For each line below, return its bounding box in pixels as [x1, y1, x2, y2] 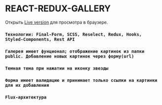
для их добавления [5, 82, 49, 88]
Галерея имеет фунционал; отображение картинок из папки [5, 48, 145, 54]
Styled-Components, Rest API [5, 36, 75, 42]
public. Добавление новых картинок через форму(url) [5, 53, 134, 59]
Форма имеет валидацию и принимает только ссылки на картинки [5, 77, 158, 83]
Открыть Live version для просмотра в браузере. [5, 19, 108, 25]
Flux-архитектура [5, 94, 47, 100]
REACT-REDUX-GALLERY [5, 3, 111, 14]
